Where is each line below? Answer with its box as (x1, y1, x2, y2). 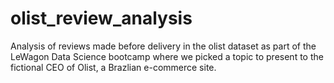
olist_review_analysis (10, 7, 193, 30)
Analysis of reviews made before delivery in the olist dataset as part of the (10, 40, 317, 52)
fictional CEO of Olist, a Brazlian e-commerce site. (10, 61, 217, 73)
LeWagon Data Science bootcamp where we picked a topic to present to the (10, 50, 324, 62)
